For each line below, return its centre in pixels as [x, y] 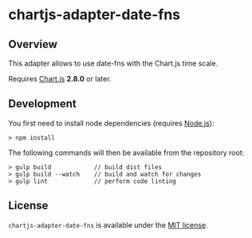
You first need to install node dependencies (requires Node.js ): [111, 123]
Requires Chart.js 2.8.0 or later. [60, 79]
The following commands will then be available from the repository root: [126, 153]
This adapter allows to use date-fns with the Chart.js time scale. [113, 63]
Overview [33, 44]
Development [43, 104]
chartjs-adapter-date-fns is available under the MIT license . [108, 224]
